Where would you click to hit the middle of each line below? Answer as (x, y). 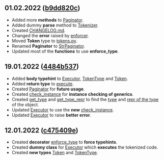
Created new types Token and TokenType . (55, 153)
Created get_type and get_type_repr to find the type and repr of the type (85, 99)
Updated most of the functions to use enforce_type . (65, 51)
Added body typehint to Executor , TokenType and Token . (70, 79)
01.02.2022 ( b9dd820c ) (42, 8)
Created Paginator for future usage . (48, 89)
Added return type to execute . (43, 83)
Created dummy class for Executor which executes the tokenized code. (85, 147)
